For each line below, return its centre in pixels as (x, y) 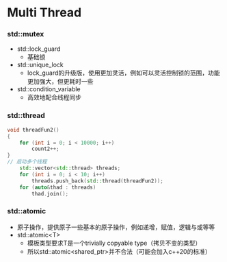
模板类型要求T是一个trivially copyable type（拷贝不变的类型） (114, 243)
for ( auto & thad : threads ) (58, 187)
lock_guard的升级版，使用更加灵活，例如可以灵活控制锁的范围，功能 (123, 73)
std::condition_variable (49, 89)
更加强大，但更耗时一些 (60, 82)
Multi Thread (44, 13)
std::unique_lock (40, 65)
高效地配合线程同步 (54, 97)
